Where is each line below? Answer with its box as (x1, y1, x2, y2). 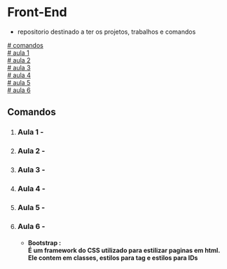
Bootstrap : (27, 239, 62, 247)
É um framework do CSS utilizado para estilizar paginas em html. (27, 247, 221, 255)
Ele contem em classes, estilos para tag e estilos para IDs (27, 254, 198, 262)
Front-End (7, 4, 68, 20)
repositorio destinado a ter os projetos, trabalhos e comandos (17, 27, 196, 36)
